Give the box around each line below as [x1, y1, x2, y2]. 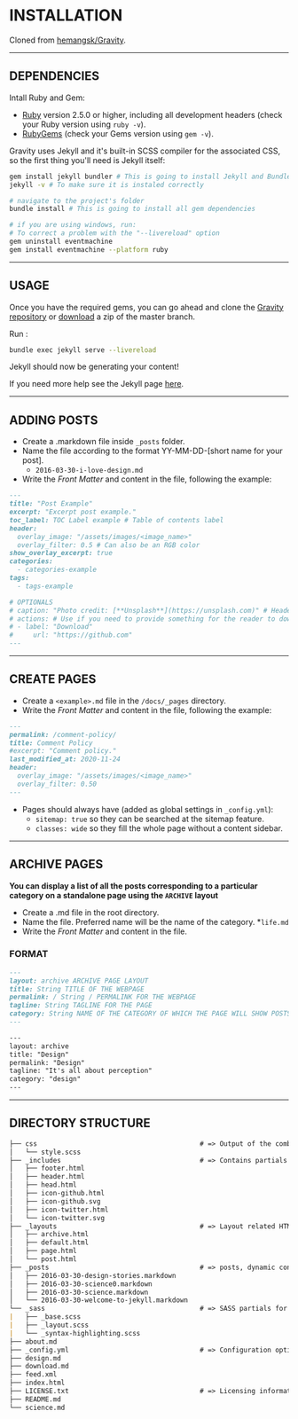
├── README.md [9, 1394, 62, 1404]
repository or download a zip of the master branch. [9, 311, 195, 322]
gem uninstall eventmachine [9, 237, 114, 246]
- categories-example [17, 565, 98, 575]
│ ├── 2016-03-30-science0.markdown [9, 1279, 153, 1289]
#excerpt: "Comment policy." [9, 747, 117, 756]
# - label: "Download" [9, 623, 93, 631]
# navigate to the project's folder [9, 196, 145, 205]
